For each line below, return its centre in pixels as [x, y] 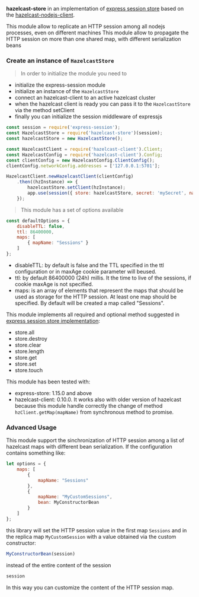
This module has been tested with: [48, 382]
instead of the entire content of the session [59, 565]
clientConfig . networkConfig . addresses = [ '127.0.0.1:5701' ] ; [83, 166]
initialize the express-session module [60, 85]
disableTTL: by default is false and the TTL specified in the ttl [89, 265]
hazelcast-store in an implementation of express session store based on [95, 9]
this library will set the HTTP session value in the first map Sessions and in [97, 530]
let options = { [26, 464]
